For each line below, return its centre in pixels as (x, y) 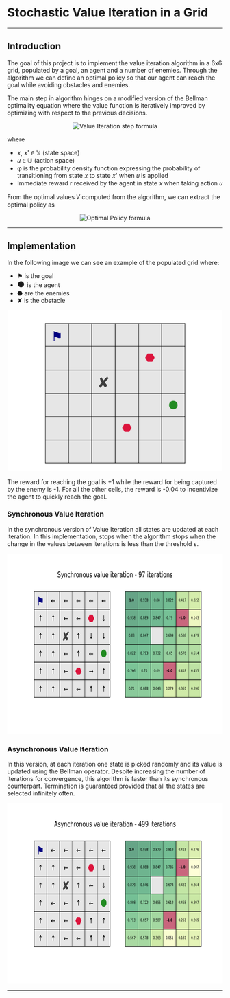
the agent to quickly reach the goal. (57, 497)
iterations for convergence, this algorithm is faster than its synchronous (108, 779)
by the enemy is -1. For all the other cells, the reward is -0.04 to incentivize (112, 489)
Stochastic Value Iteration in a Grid (108, 13)
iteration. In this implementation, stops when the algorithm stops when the (112, 536)
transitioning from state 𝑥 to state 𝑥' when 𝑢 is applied (93, 175)
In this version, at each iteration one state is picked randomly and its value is (115, 764)
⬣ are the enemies (43, 293)
